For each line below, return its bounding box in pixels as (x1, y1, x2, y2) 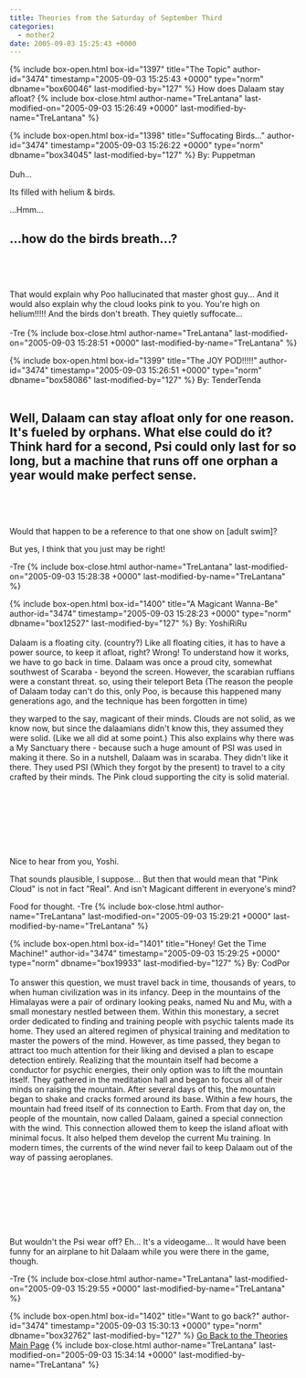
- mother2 (17, 30, 55, 39)
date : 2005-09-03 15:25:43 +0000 (9, 38, 137, 48)
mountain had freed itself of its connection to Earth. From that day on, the (9, 1103, 286, 1114)
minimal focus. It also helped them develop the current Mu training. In (9, 1132, 271, 1143)
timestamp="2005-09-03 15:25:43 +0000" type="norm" (50, 74, 265, 85)
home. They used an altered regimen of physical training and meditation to (9, 1025, 290, 1036)
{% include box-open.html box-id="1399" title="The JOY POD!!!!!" (9, 355, 258, 366)
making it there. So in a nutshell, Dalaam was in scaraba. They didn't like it (9, 751, 289, 763)
